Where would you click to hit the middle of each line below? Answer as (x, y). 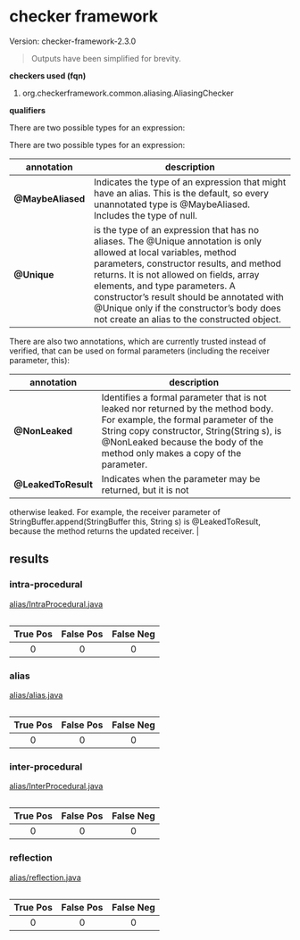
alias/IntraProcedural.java (56, 603)
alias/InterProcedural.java (56, 786)
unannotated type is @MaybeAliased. (172, 204)
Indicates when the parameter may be (181, 478)
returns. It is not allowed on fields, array (176, 274)
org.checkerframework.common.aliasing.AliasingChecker (128, 93)
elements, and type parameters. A (165, 286)
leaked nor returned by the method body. (187, 408)
